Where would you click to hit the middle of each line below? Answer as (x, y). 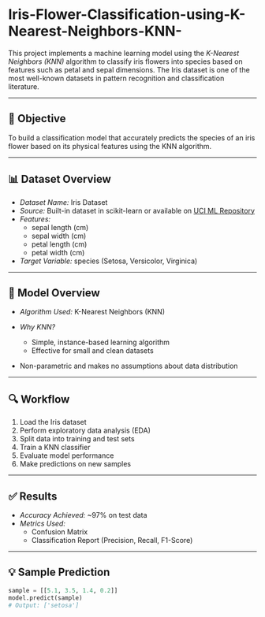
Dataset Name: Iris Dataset (63, 202)
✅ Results (33, 496)
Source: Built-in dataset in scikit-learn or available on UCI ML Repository (137, 210)
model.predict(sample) (45, 598)
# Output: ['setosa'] (44, 605)
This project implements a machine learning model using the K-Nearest (123, 53)
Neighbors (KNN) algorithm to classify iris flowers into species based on (125, 61)
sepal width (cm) (59, 236)
